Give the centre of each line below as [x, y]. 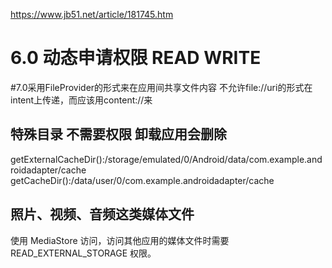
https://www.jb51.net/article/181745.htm [92, 14]
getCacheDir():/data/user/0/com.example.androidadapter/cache [142, 180]
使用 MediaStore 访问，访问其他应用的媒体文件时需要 [120, 240]
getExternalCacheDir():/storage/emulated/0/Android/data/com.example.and [166, 159]
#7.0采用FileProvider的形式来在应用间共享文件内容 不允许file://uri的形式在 [161, 87]
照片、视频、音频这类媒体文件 [102, 214]
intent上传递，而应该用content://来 [81, 100]
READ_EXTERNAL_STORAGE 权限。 [83, 253]
